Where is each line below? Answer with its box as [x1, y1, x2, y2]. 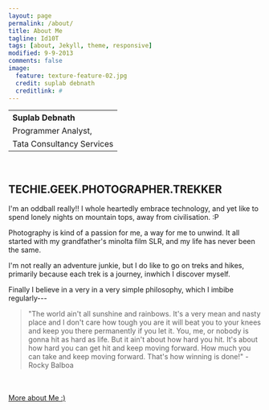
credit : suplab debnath [15, 79, 95, 87]
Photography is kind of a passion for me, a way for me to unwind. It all [8, 228, 240, 238]
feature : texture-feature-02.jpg [15, 72, 128, 80]
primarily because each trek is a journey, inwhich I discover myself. [8, 269, 230, 279]
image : [8, 64, 31, 72]
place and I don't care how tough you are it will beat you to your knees [27, 317, 261, 327]
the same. [8, 245, 42, 255]
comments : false [8, 57, 63, 65]
